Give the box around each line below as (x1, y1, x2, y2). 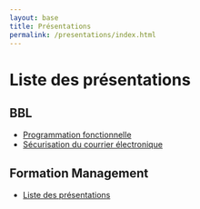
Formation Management (9, 165, 149, 181)
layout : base (9, 13, 59, 23)
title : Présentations (9, 22, 92, 31)
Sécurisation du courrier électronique (22, 139, 164, 150)
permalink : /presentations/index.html (9, 30, 156, 39)
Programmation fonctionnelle (22, 129, 132, 141)
